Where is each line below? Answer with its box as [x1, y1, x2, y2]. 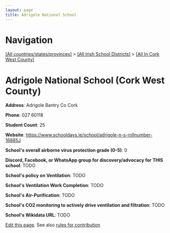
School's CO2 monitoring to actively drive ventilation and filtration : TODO [5, 202, 165, 208]
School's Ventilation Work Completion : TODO [5, 182, 104, 189]
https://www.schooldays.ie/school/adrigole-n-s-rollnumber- [25, 132, 153, 138]
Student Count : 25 [5, 122, 45, 128]
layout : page [5, 7, 33, 13]
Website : [5, 132, 25, 138]
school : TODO [5, 162, 36, 169]
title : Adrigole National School [5, 12, 77, 17]
